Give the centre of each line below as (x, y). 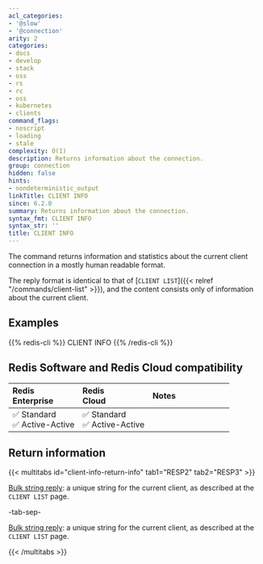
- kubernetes (30, 106)
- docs (19, 53)
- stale (21, 143)
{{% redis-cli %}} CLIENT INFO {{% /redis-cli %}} (91, 342)
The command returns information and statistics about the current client (128, 256)
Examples (33, 323)
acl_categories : (35, 16)
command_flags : (34, 121)
